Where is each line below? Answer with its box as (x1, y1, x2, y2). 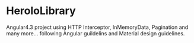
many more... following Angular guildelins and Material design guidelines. (6, 29, 185, 37)
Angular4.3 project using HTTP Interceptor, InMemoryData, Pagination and (6, 24, 189, 31)
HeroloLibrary (6, 4, 76, 18)
